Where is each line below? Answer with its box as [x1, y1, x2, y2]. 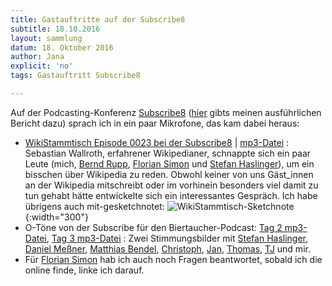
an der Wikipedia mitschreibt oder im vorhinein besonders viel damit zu [24, 179, 319, 191]
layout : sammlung [10, 33, 83, 43]
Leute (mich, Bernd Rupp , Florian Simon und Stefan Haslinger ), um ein [24, 157, 315, 170]
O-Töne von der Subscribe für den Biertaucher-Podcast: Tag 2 [24, 221, 283, 233]
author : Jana [10, 52, 65, 62]
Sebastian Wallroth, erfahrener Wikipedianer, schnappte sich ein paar [24, 147, 312, 159]
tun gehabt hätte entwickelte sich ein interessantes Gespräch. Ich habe [24, 189, 318, 201]
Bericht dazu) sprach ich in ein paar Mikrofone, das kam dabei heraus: [10, 117, 300, 129]
